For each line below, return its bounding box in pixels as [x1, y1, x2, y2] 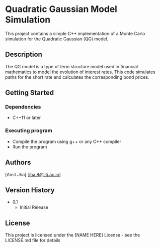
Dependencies [5, 104, 41, 111]
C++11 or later [12, 115, 41, 121]
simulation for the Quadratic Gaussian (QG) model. [5, 36, 108, 42]
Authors [5, 158, 31, 167]
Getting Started [5, 89, 54, 97]
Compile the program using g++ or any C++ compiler [12, 138, 122, 144]
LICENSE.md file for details [5, 238, 61, 244]
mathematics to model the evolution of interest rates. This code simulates [5, 69, 156, 75]
